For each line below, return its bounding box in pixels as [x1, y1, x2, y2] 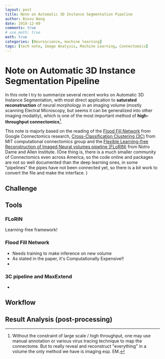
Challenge [5, 184, 37, 192]
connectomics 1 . [29, 118, 62, 124]
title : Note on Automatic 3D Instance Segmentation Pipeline [5, 12, 133, 17]
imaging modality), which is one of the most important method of [5, 113, 137, 119]
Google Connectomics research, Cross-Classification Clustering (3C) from [5, 133, 156, 139]
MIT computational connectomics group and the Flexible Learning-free [5, 139, 149, 145]
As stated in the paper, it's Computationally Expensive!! [12, 255, 124, 261]
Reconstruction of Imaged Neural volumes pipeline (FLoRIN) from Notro [5, 144, 150, 150]
